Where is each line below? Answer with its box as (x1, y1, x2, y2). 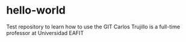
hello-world (6, 4, 66, 17)
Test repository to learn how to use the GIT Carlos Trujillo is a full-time (6, 23, 181, 30)
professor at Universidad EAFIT (6, 29, 84, 36)
